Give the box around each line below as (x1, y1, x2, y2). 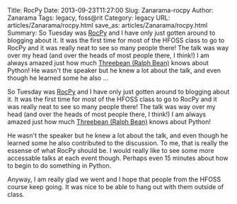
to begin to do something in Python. (7, 161, 112, 169)
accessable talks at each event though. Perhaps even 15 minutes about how (7, 154, 229, 162)
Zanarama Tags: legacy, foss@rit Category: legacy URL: (7, 13, 170, 22)
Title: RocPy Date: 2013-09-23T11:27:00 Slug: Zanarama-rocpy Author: (7, 6, 214, 14)
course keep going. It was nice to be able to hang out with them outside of (7, 183, 224, 191)
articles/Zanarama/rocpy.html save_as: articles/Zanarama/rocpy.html (7, 21, 208, 29)
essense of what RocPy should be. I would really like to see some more (7, 147, 214, 154)
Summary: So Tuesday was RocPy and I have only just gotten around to (7, 28, 216, 37)
